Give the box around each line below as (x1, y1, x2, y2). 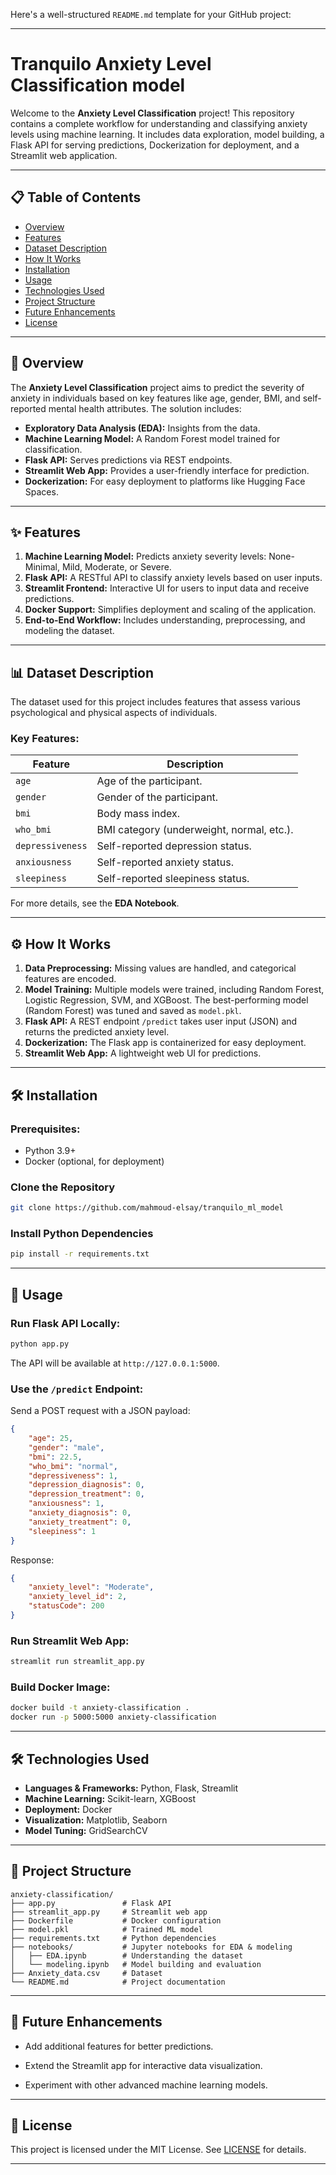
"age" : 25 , (28, 1434, 74, 1444)
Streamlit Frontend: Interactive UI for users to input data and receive (24, 582, 310, 594)
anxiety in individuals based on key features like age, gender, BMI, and (10, 392, 301, 404)
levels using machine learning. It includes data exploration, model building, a (10, 128, 325, 140)
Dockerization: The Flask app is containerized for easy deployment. (24, 1037, 307, 1049)
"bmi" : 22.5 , (28, 1452, 83, 1462)
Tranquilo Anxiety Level (10, 53, 212, 76)
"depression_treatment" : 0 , (28, 1489, 145, 1499)
